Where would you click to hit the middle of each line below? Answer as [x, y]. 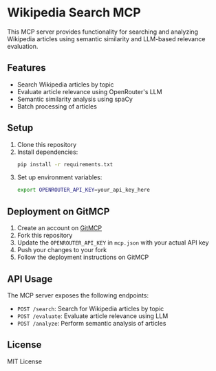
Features [26, 68]
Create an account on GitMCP [59, 228]
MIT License [25, 361]
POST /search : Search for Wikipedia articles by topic [90, 308]
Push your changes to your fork [62, 250]
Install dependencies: [47, 152]
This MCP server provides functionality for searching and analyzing [102, 32]
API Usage [30, 279]
